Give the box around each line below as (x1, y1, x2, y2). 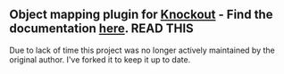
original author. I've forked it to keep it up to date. (9, 53, 191, 65)
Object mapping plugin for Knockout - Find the (9, 7, 273, 22)
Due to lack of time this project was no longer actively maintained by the (9, 45, 275, 55)
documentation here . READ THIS (9, 21, 194, 37)
